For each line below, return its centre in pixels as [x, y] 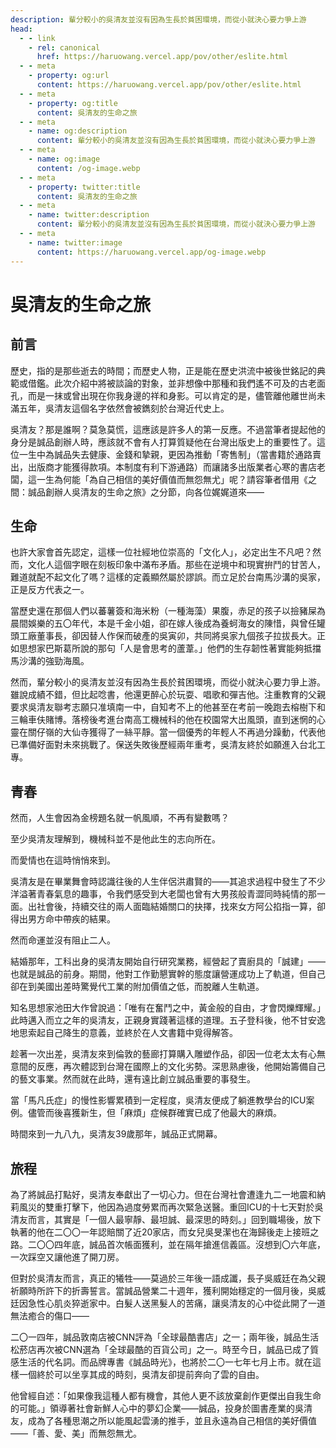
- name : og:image [64, 159]
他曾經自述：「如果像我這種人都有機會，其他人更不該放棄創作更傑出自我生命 [166, 1395]
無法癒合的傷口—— [50, 1315]
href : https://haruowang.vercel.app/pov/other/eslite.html [162, 57]
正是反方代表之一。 [50, 590]
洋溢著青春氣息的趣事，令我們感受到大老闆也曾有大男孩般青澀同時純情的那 [163, 894]
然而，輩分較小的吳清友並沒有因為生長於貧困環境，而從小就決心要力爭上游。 [168, 682]
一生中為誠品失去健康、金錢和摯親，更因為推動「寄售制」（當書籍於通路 [165, 454]
